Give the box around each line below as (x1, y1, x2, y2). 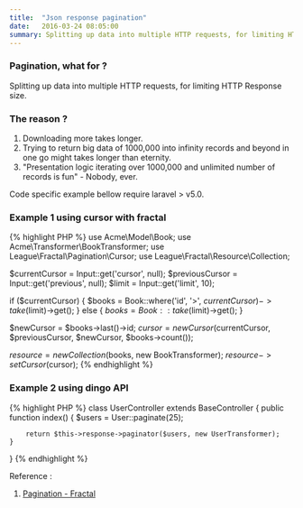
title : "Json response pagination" (9, 13, 147, 23)
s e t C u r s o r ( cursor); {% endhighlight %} (9, 359, 153, 370)
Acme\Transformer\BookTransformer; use (9, 241, 165, 253)
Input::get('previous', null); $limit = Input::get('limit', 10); (9, 278, 215, 289)
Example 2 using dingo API (9, 382, 129, 394)
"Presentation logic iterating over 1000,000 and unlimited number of (22, 162, 276, 172)
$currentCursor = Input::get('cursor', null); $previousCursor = (9, 268, 238, 280)
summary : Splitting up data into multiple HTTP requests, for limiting (9, 30, 284, 39)
